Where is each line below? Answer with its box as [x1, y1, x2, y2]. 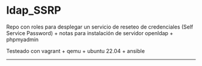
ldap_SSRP [6, 4, 61, 17]
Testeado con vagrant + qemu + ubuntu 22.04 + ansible [6, 47, 145, 54]
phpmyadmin [6, 36, 39, 43]
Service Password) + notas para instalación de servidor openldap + [6, 29, 174, 36]
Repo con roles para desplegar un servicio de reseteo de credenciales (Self [6, 23, 194, 30]
